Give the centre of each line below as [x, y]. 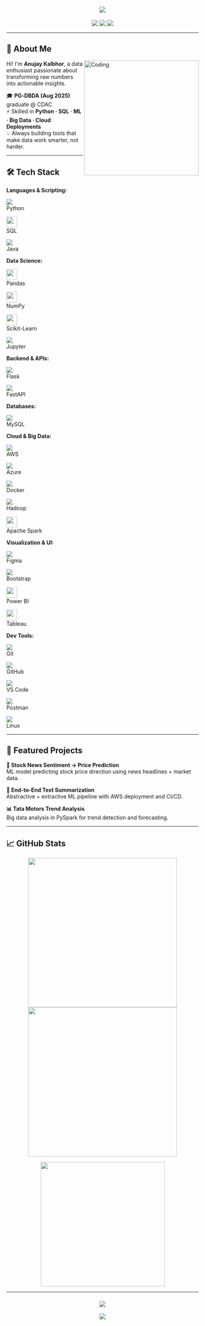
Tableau [16, 623]
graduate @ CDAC [29, 104]
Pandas [16, 283]
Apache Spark [24, 531]
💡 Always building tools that [41, 133]
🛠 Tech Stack [33, 172]
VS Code [17, 689]
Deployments [24, 126]
